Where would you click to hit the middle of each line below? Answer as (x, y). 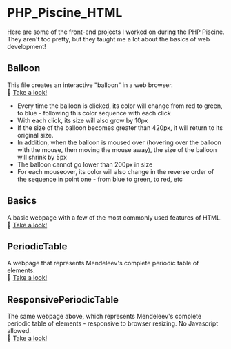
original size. (35, 135)
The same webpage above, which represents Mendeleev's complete (104, 317)
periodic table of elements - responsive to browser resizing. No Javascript (113, 323)
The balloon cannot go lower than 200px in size (85, 164)
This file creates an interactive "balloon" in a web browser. (90, 85)
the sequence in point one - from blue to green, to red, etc (100, 179)
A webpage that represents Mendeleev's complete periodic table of (103, 263)
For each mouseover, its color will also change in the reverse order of (115, 171)
